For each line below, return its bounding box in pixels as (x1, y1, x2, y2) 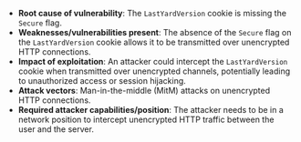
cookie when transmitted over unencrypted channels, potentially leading (17, 66, 290, 76)
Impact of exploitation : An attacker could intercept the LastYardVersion (17, 56, 288, 66)
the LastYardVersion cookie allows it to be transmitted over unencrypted (17, 36, 290, 47)
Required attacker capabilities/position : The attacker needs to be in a (17, 105, 285, 115)
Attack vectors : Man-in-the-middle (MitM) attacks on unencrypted (17, 86, 271, 96)
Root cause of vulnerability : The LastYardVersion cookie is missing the (17, 8, 287, 18)
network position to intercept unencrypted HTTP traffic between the (17, 114, 275, 125)
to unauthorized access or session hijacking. (17, 76, 187, 86)
